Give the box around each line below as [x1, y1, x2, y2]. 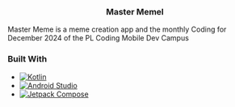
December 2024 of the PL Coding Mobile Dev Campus [7, 33, 189, 43]
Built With [7, 53, 48, 65]
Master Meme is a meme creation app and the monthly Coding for [7, 24, 227, 34]
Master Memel [105, 6, 165, 17]
